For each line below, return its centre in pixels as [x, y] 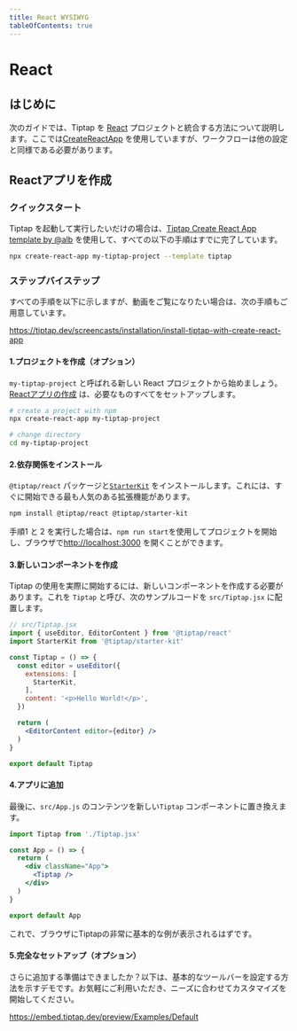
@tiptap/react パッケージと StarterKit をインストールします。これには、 [142, 486]
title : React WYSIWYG [49, 17]
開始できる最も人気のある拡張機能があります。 [109, 496]
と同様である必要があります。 [63, 149]
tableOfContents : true [51, 26]
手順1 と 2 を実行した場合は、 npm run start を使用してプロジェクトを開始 [143, 532]
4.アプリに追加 [36, 785]
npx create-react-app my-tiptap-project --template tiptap [121, 257]
